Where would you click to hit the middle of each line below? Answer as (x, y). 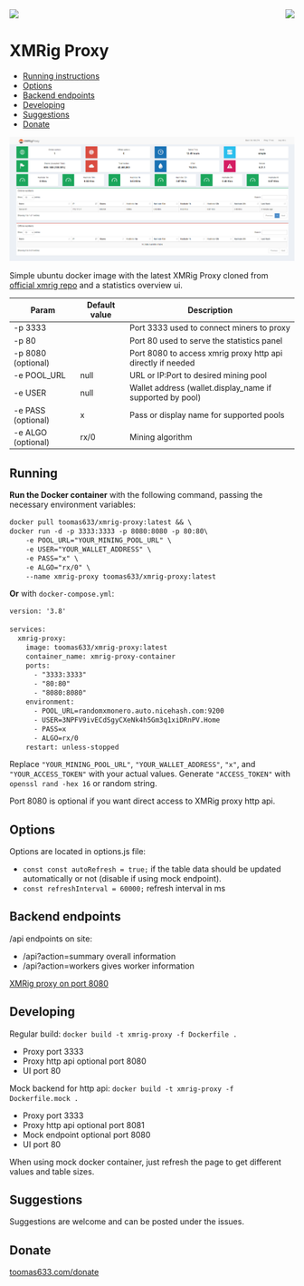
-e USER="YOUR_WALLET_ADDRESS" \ (89, 550)
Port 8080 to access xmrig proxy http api (206, 353)
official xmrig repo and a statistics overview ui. (96, 285)
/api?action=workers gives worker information (108, 966)
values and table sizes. (52, 1171)
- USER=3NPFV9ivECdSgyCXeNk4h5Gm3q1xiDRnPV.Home (127, 720)
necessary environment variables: (72, 505)
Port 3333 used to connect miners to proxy (210, 328)
